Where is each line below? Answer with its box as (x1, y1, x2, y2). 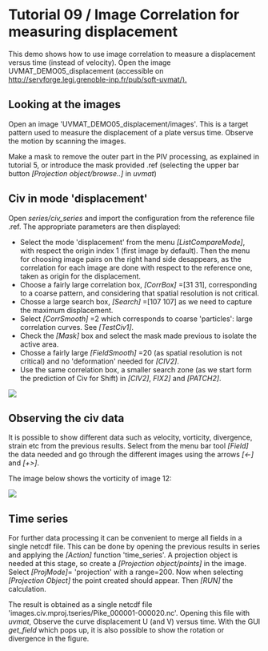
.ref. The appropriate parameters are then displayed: (8, 222, 182, 231)
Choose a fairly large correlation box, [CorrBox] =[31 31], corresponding (19, 279, 258, 289)
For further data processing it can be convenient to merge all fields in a (8, 533, 242, 543)
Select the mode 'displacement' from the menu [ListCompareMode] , (19, 237, 246, 247)
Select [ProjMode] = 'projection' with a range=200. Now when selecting (8, 567, 244, 577)
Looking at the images (8, 98, 122, 111)
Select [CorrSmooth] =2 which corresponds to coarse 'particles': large (19, 314, 254, 323)
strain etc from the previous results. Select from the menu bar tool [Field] (8, 441, 250, 451)
